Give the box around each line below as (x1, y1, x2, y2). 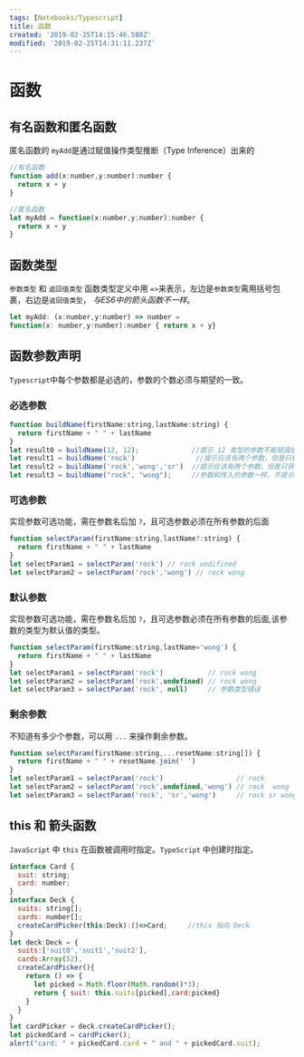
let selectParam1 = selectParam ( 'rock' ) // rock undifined (9, 559, 237, 568)
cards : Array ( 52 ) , (17, 955, 83, 964)
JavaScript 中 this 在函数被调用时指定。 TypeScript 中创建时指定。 (9, 844, 259, 855)
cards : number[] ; (17, 912, 83, 921)
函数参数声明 (9, 348, 81, 364)
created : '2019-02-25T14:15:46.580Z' (9, 30, 152, 39)
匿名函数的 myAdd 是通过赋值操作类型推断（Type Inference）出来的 (9, 145, 255, 156)
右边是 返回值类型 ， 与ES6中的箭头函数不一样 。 (24, 295, 195, 305)
